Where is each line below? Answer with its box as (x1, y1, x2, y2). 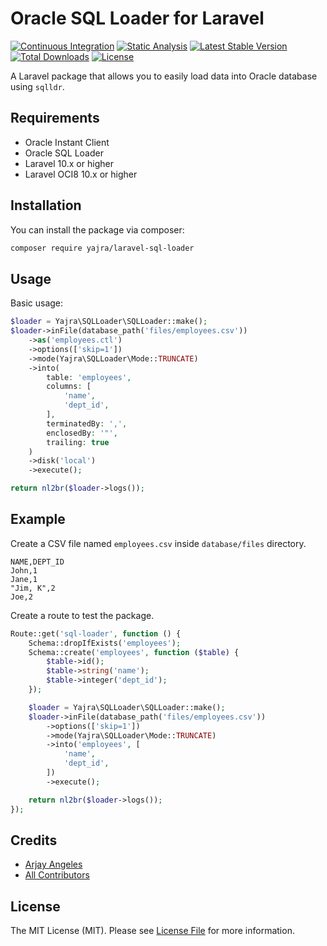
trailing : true (46, 437, 110, 447)
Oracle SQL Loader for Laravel (10, 7, 265, 30)
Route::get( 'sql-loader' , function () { (10, 628, 182, 639)
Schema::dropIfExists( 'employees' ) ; (28, 638, 182, 648)
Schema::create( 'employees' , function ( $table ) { (28, 647, 240, 657)
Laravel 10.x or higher (24, 157, 114, 169)
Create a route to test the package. (10, 609, 155, 621)
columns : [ (46, 382, 92, 392)
